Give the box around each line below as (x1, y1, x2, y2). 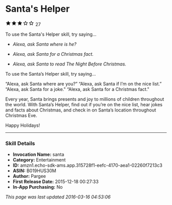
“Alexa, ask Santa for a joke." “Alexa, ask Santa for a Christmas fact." (5, 86, 149, 92)
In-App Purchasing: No (12, 184, 63, 190)
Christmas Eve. (5, 112, 37, 118)
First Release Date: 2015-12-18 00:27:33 (12, 178, 99, 185)
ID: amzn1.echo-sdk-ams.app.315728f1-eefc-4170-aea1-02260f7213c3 (12, 162, 163, 169)
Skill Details (5, 140, 35, 147)
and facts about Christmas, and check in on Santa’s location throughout (5, 107, 156, 113)
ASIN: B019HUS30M (12, 168, 56, 174)
